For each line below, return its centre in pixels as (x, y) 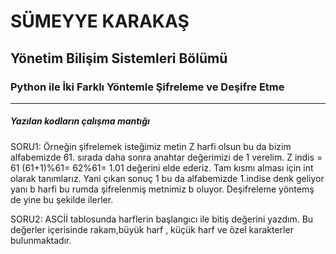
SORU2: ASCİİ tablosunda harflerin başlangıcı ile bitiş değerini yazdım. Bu (162, 219)
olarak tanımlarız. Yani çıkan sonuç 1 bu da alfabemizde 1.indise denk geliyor (167, 178)
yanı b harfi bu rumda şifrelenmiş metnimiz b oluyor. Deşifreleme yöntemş (162, 189)
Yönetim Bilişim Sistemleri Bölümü (119, 58)
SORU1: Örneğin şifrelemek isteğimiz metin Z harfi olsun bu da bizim (151, 146)
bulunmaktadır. (41, 240)
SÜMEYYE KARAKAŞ (100, 21)
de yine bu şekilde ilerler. (62, 199)
